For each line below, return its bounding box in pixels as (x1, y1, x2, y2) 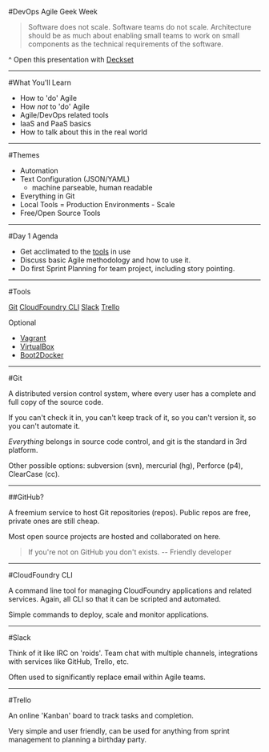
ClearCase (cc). (8, 470, 60, 478)
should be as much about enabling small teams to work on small (27, 31, 240, 40)
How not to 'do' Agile (19, 102, 90, 111)
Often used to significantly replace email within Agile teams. (8, 672, 206, 682)
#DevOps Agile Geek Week (8, 7, 98, 16)
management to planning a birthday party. (8, 735, 147, 744)
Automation (19, 166, 58, 175)
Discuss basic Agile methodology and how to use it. (19, 255, 191, 265)
